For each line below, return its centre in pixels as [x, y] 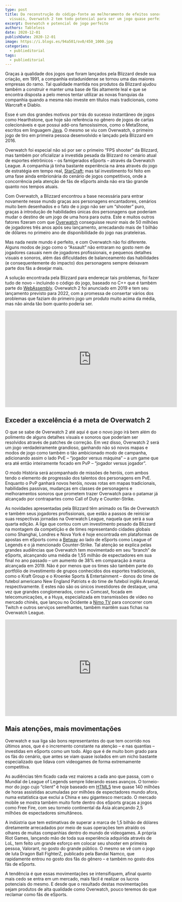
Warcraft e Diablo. [23, 105]
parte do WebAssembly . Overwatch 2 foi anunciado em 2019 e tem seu [77, 288]
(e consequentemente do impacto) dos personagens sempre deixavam [77, 263]
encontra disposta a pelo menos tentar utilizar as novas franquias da [74, 95]
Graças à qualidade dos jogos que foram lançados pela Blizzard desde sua [81, 74]
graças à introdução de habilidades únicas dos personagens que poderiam [81, 212]
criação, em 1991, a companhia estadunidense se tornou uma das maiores [80, 79]
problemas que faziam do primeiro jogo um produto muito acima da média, [80, 299]
